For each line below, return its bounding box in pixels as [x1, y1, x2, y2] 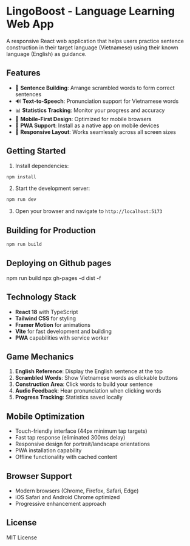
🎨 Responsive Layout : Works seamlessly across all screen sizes [15, 128, 176, 135]
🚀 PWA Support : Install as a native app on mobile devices [15, 122, 160, 129]
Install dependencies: [15, 162, 69, 169]
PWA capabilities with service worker [15, 334, 109, 341]
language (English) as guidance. [6, 50, 87, 57]
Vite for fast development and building [15, 327, 112, 335]
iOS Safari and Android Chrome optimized [15, 494, 120, 501]
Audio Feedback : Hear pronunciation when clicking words [15, 387, 162, 394]
